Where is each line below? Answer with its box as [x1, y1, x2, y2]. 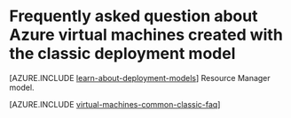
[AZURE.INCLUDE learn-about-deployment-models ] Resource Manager [9, 72, 271, 83]
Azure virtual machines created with [9, 25, 284, 45]
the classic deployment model [9, 44, 236, 63]
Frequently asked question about [9, 6, 258, 26]
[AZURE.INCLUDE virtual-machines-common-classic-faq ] [9, 99, 221, 109]
